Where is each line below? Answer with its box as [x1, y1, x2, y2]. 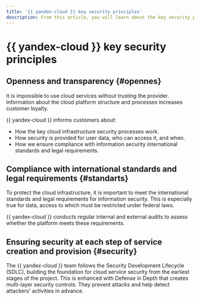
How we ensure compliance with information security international [14, 141, 178, 148]
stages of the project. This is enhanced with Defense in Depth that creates [6, 275, 189, 282]
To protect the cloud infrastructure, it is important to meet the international [6, 189, 189, 197]
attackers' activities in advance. [6, 287, 85, 295]
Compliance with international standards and [6, 164, 177, 174]
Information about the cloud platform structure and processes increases [6, 98, 183, 105]
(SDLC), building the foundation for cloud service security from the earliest [6, 269, 190, 276]
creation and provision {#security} [6, 246, 137, 256]
